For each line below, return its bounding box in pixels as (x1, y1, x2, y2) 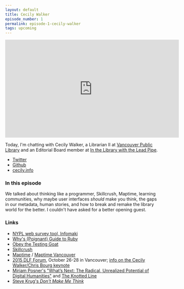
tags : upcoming (5, 26, 37, 31)
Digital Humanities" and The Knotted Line (12, 273, 97, 279)
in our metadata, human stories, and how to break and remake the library (5, 201, 154, 207)
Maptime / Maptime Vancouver (12, 252, 76, 258)
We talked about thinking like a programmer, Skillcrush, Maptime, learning (5, 191, 156, 197)
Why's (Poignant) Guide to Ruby (12, 236, 78, 242)
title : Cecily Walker (5, 12, 50, 17)
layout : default (5, 7, 39, 12)
